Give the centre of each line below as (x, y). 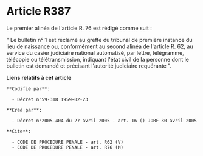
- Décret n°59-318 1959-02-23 (50, 99)
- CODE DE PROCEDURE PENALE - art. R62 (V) (67, 142)
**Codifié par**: (28, 89)
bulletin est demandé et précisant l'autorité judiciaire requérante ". (89, 66)
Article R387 (39, 11)
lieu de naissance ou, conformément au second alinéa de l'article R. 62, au (100, 46)
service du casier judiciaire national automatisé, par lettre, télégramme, (95, 52)
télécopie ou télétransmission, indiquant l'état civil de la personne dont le (98, 59)
